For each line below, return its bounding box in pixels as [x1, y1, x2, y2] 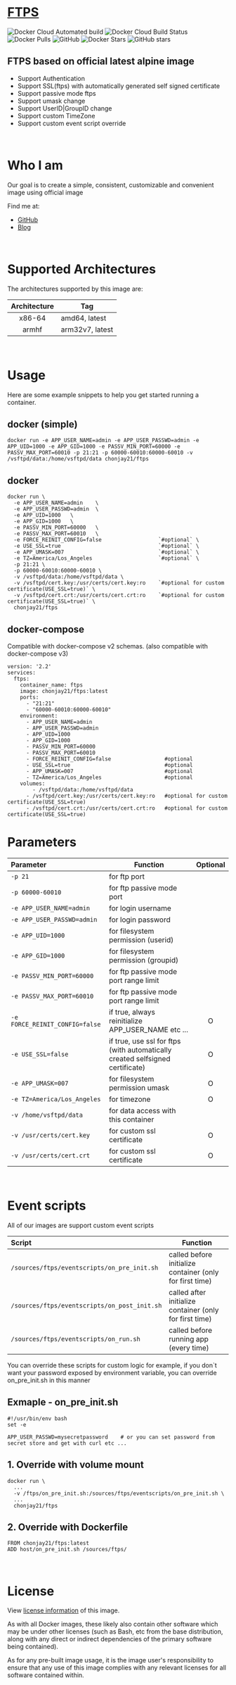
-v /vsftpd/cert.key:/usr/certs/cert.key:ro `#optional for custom [13, 580, 225, 587]
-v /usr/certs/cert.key [11, 1131, 91, 1139]
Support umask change [17, 96, 86, 105]
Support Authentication [17, 74, 86, 82]
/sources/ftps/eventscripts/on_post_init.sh [11, 1301, 162, 1310]
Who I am [7, 157, 63, 173]
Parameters [7, 834, 77, 851]
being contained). [7, 1642, 58, 1651]
